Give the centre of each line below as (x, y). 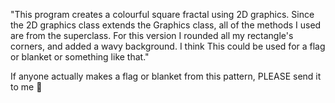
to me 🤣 (26, 87)
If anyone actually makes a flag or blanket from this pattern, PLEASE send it (166, 76)
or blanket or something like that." (80, 57)
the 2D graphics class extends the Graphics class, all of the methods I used (166, 25)
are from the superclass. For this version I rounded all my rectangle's (152, 35)
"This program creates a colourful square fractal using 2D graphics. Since (162, 14)
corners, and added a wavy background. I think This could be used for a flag (168, 46)
